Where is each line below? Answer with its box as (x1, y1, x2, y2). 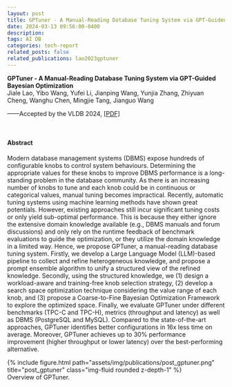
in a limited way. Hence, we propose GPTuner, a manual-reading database (7, 242, 218, 250)
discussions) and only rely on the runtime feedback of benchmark (7, 227, 195, 236)
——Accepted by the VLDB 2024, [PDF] (7, 109, 121, 117)
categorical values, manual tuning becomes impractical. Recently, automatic (7, 191, 224, 199)
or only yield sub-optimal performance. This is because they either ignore (7, 212, 217, 221)
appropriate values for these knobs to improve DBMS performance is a (7, 169, 209, 177)
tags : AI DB (7, 36, 41, 43)
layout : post (7, 10, 45, 17)
